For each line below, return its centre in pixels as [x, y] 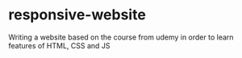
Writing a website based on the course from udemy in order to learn [121, 37]
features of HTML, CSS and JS [59, 45]
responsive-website [77, 15]
